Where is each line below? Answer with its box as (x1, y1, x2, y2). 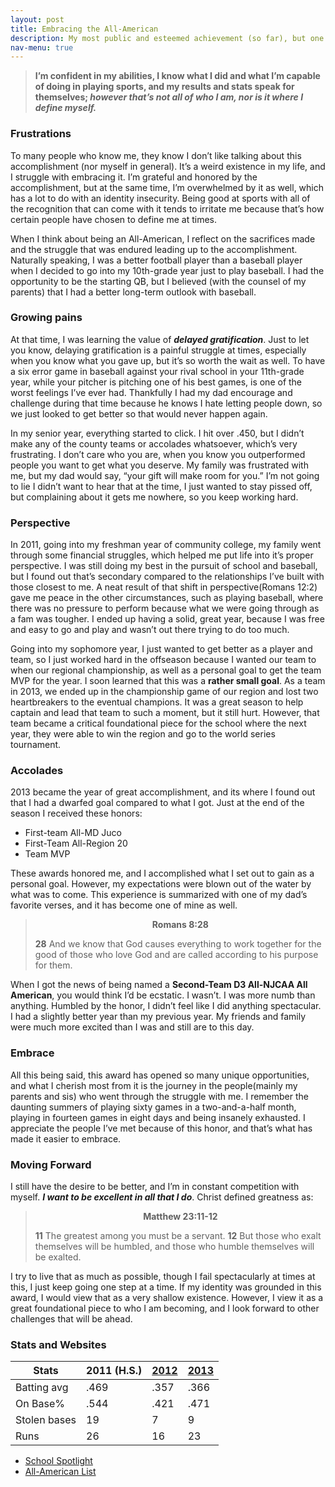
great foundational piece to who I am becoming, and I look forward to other (10, 1302, 320, 1315)
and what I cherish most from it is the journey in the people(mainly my (10, 1079, 298, 1091)
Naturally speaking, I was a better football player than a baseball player (10, 254, 303, 266)
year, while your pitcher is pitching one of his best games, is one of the (10, 376, 303, 388)
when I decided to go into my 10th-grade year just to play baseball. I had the (10, 264, 325, 276)
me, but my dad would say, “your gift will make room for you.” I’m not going (10, 469, 320, 481)
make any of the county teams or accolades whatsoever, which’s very (10, 437, 298, 450)
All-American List (24, 1466, 97, 1478)
